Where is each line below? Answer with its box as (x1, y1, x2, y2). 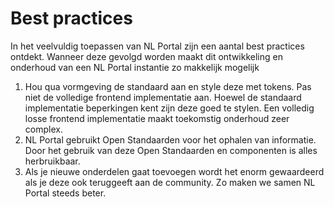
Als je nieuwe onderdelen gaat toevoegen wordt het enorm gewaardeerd (24, 165, 325, 177)
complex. (24, 123, 63, 135)
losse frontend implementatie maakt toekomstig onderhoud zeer (24, 112, 290, 124)
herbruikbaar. (24, 155, 81, 167)
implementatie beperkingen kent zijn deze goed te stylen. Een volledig (24, 102, 315, 114)
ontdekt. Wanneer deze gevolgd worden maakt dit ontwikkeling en (10, 50, 283, 62)
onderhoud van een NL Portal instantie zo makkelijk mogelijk (10, 61, 260, 73)
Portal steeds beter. (24, 187, 107, 199)
